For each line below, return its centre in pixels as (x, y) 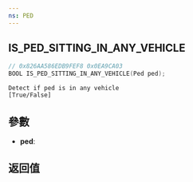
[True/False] (30, 95)
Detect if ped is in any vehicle (64, 89)
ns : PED (21, 16)
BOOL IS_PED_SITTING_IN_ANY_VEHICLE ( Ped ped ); (87, 74)
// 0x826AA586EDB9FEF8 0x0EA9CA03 (66, 66)
